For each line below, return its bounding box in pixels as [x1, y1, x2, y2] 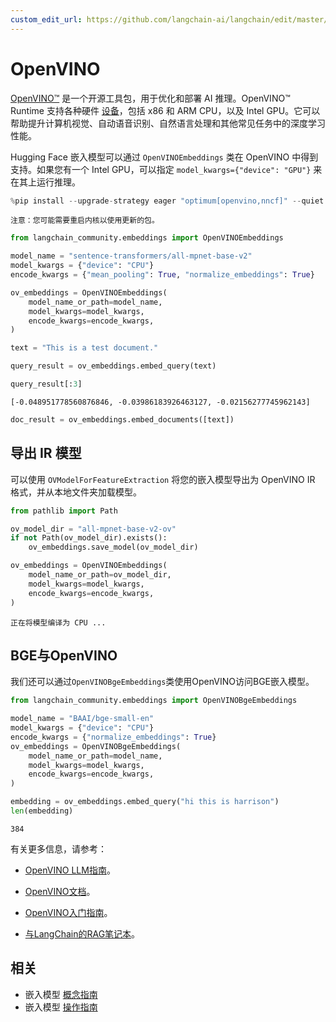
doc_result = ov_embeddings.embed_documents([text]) [10, 414, 235, 425]
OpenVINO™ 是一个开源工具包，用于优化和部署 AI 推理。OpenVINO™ [10, 92, 291, 104]
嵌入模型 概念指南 [24, 988, 98, 1000]
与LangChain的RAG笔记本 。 [24, 927, 141, 940]
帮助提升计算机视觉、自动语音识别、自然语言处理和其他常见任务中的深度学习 [10, 117, 326, 129]
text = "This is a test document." [10, 343, 159, 353]
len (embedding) [10, 806, 74, 816]
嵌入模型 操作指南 [24, 1001, 98, 1013]
